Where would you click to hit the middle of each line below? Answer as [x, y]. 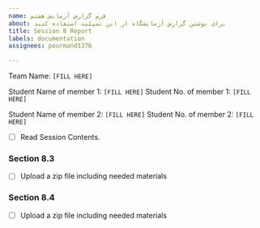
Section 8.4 [32, 197]
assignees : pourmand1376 [50, 46]
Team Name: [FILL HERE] [51, 76]
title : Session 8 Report [50, 31]
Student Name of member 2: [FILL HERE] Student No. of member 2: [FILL [131, 115]
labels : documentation [47, 38]
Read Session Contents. [60, 137]
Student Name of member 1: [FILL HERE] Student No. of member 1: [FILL [130, 92]
